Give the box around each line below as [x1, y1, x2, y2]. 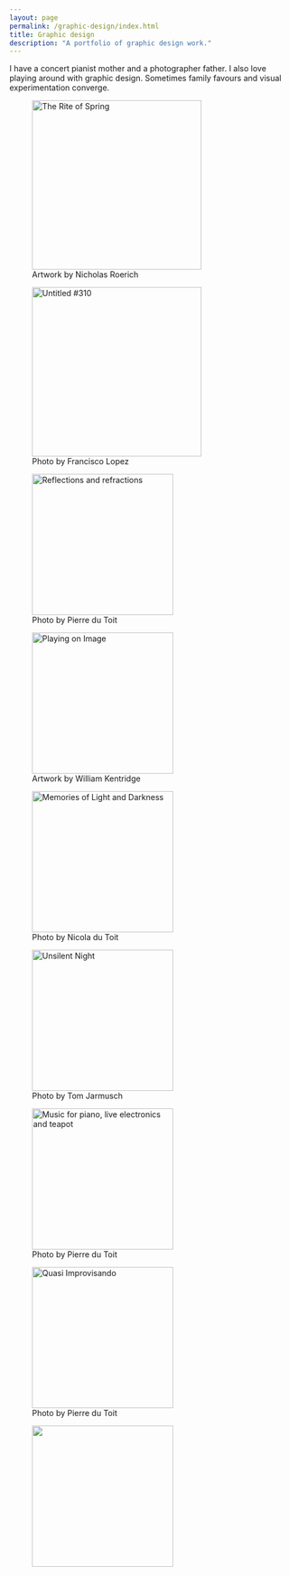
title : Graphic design [9, 30, 95, 39]
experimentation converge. [9, 82, 110, 93]
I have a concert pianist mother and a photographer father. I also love [9, 63, 266, 74]
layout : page [9, 13, 59, 23]
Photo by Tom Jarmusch [32, 1090, 124, 1102]
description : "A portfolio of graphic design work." [9, 38, 212, 48]
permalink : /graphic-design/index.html [9, 22, 160, 31]
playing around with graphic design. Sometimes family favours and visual [9, 73, 282, 84]
